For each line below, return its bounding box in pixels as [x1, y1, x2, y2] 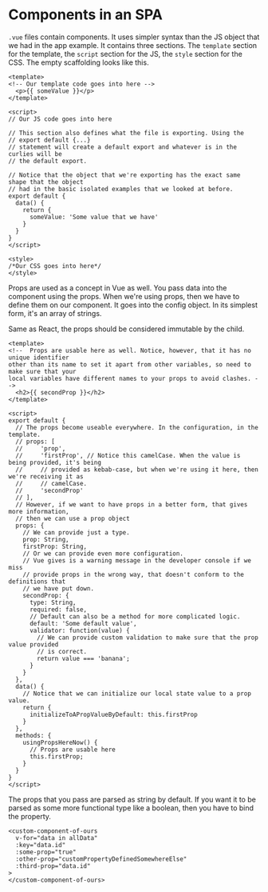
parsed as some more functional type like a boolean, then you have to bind [8, 802, 254, 813]
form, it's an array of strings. [8, 308, 102, 318]
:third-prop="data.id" [15, 862, 91, 870]
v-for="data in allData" [15, 834, 98, 842]
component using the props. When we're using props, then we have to [8, 291, 240, 301]
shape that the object [8, 178, 84, 186]
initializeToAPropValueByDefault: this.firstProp [29, 710, 198, 718]
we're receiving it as [8, 472, 84, 481]
